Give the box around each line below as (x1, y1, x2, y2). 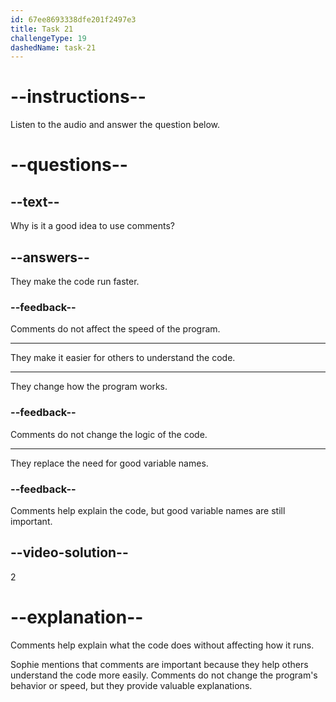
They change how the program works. (10, 381, 168, 393)
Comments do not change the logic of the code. (10, 428, 208, 440)
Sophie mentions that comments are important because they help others (10, 658, 309, 670)
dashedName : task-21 (10, 42, 97, 53)
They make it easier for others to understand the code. (10, 352, 236, 364)
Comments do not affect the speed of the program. (10, 323, 221, 335)
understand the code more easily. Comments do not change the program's (10, 669, 318, 681)
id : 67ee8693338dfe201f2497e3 (10, 14, 137, 25)
